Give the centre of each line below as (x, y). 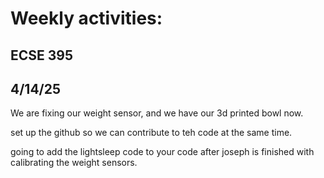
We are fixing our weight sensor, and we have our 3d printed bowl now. (157, 113)
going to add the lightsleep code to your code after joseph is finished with (162, 152)
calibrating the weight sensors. (74, 163)
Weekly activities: (86, 18)
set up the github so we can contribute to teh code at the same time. (151, 133)
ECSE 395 (42, 55)
